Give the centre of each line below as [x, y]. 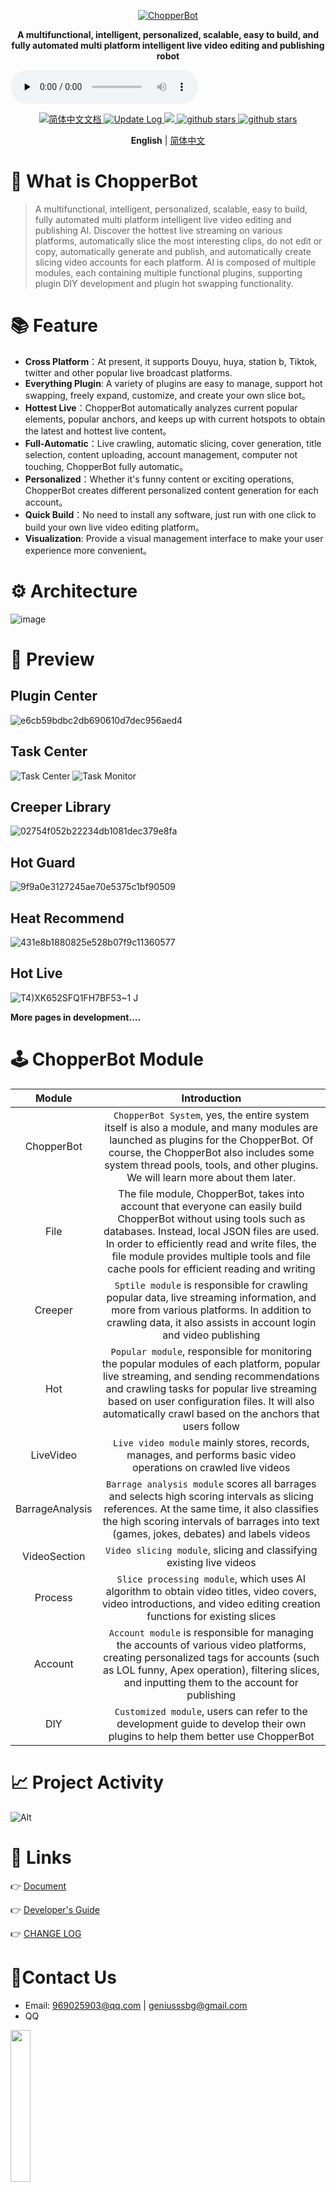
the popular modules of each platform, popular [211, 1363]
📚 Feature [54, 326]
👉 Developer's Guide [55, 1909]
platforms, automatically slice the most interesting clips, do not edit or [178, 241]
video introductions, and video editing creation [211, 1603]
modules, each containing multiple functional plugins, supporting [168, 272]
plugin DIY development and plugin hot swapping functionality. [164, 283]
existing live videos [211, 1562]
